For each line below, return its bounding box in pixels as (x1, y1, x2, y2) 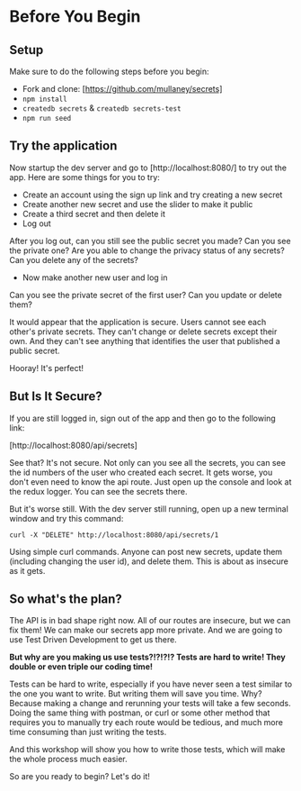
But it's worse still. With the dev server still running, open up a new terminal (9, 503, 289, 514)
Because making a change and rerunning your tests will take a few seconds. (9, 698, 291, 709)
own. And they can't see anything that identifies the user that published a (9, 335, 280, 346)
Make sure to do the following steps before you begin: (9, 66, 209, 77)
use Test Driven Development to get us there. (9, 634, 177, 645)
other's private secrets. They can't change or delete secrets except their (9, 326, 278, 337)
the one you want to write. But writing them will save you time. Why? (9, 688, 262, 699)
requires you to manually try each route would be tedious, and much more (9, 717, 283, 728)
